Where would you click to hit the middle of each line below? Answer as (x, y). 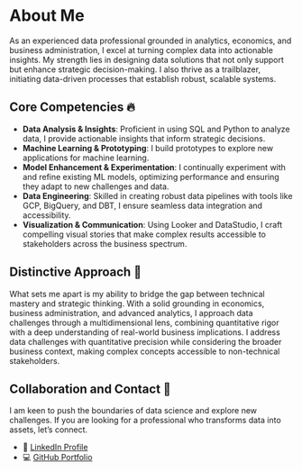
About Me (47, 16)
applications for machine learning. (86, 158)
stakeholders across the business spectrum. (105, 243)
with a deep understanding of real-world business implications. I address (145, 332)
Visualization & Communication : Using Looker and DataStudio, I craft (152, 224)
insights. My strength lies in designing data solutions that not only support (146, 59)
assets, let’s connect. (49, 430)
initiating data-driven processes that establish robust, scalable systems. (143, 78)
